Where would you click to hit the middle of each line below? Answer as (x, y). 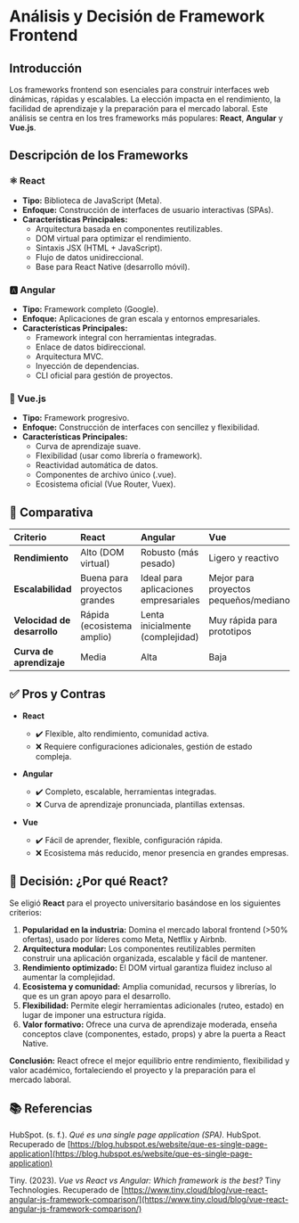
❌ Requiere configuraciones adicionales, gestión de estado (144, 746)
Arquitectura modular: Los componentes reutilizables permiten (139, 948)
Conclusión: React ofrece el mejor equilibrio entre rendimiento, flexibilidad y (149, 1060)
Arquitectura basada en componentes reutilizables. (129, 228)
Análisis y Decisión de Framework (137, 16)
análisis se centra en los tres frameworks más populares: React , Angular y (146, 118)
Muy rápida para (243, 620)
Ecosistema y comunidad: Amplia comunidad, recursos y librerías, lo (149, 986)
